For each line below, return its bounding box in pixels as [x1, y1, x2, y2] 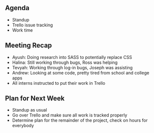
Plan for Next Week [5, 95, 65, 103]
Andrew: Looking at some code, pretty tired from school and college [12, 70, 150, 76]
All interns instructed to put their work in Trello [12, 80, 106, 86]
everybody [12, 123, 34, 129]
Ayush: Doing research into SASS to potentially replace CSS [12, 54, 133, 60]
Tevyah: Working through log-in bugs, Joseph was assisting [12, 64, 133, 70]
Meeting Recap [5, 41, 52, 50]
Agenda [5, 4, 30, 12]
